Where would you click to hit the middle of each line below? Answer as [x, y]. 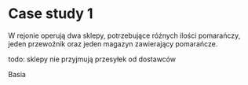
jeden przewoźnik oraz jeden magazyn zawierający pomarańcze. [113, 43]
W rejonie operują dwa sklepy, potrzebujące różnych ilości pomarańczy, [124, 35]
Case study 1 [51, 14]
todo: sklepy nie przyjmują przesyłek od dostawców [92, 59]
